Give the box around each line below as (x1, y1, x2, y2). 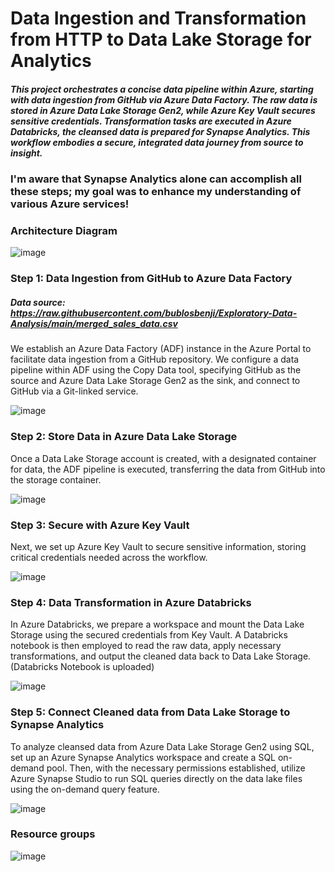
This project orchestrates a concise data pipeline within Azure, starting (10, 83, 314, 95)
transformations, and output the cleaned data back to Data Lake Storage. (10, 650, 312, 662)
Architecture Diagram (10, 224, 118, 238)
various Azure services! (10, 197, 130, 211)
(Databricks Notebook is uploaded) (10, 661, 155, 673)
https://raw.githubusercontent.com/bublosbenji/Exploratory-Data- (10, 307, 298, 319)
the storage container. (10, 473, 102, 486)
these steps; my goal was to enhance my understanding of (10, 185, 302, 199)
